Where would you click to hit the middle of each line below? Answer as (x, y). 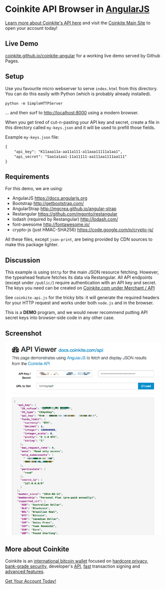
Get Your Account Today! (31, 581)
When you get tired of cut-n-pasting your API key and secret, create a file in (82, 122)
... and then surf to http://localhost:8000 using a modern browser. (72, 112)
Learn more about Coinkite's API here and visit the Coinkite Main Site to (78, 23)
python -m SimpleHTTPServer (34, 103)
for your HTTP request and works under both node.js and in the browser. (80, 303)
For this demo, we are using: (34, 189)
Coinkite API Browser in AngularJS (77, 9)
